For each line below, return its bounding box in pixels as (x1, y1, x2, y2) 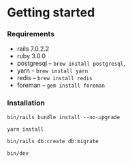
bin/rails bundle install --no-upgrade (7, 114, 120, 121)
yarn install (7, 125, 44, 133)
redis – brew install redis (16, 74, 93, 82)
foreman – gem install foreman (16, 81, 105, 90)
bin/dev (7, 149, 29, 157)
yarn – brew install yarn (16, 66, 88, 75)
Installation (7, 98, 46, 108)
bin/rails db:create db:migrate (7, 138, 99, 145)
